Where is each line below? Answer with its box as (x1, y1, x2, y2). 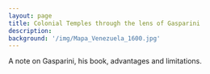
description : (8, 27, 52, 35)
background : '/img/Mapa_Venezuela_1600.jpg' (8, 34, 161, 43)
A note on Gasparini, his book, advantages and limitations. (8, 56, 202, 66)
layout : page (8, 11, 52, 20)
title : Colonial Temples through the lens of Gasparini (8, 19, 200, 27)
